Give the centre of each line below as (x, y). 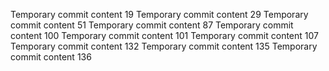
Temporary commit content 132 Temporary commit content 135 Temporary (164, 46)
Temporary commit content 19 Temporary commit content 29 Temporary (159, 14)
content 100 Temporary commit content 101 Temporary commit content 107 (164, 35)
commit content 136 (51, 57)
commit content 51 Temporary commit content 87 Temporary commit (152, 25)
